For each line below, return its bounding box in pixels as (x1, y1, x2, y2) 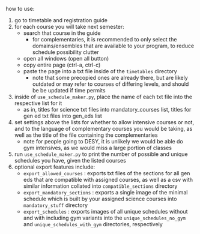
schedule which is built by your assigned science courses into (23, 195, 177, 202)
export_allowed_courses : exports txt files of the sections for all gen (23, 170, 190, 176)
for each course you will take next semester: (14, 23, 124, 30)
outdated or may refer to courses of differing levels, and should (32, 80, 189, 88)
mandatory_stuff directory (23, 202, 88, 209)
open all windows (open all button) (23, 55, 109, 62)
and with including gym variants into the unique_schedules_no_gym (23, 214, 186, 221)
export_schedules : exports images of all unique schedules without (23, 208, 188, 215)
